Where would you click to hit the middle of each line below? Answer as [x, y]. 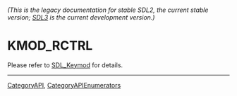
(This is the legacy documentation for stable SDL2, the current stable [108, 10]
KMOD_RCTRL [50, 45]
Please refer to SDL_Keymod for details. [65, 65]
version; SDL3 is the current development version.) [81, 17]
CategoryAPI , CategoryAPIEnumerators [64, 85]
